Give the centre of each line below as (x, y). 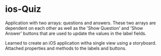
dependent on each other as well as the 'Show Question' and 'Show (74, 28)
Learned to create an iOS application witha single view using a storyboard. (81, 43)
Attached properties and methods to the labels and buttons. (66, 48)
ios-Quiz (23, 9)
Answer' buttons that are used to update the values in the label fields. (76, 33)
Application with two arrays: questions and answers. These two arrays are (80, 23)
